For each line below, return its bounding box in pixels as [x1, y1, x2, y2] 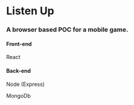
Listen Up [6, 4, 54, 18]
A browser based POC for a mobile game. [6, 26, 129, 34]
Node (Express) [6, 81, 45, 88]
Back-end [6, 67, 31, 74]
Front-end [6, 40, 32, 47]
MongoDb [6, 92, 31, 99]
